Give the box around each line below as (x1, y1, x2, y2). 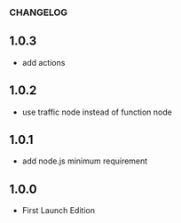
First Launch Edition (21, 205, 96, 216)
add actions (21, 57, 66, 68)
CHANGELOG (9, 6, 68, 19)
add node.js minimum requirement (21, 155, 148, 166)
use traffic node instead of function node (21, 107, 173, 117)
